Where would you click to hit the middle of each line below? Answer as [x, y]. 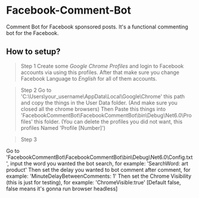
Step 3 [29, 139]
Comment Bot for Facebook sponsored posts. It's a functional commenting [97, 27]
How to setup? [33, 52]
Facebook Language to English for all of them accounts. [89, 78]
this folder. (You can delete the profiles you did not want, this [108, 122]
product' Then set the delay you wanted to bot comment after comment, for [98, 170]
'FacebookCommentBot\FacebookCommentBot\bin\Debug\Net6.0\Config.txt [99, 157]
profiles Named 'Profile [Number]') [63, 127]
